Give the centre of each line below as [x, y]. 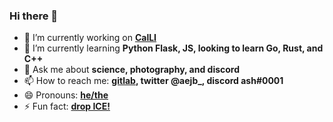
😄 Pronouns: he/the [66, 95]
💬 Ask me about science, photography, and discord [132, 70]
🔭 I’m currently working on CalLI [90, 38]
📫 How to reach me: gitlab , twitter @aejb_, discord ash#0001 [153, 81]
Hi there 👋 [34, 16]
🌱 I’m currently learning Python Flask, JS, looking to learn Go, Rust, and [173, 48]
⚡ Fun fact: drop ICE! [67, 106]
